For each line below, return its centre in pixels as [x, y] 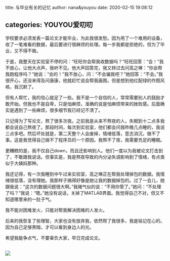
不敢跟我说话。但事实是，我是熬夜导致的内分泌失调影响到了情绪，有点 [87, 157]
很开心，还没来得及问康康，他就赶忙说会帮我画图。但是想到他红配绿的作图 [83, 80]
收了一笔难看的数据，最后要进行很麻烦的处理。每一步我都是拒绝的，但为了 [83, 44]
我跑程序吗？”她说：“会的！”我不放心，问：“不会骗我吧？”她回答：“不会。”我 [84, 74]
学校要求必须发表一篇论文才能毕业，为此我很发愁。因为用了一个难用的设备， [85, 38]
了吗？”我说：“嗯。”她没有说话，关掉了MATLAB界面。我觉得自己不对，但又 [83, 193]
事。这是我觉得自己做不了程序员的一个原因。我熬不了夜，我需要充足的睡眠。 [85, 140]
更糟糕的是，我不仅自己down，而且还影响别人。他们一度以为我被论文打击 [82, 150]
